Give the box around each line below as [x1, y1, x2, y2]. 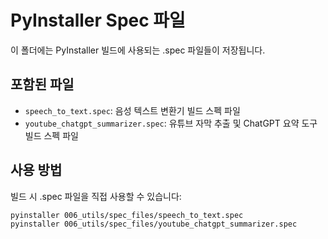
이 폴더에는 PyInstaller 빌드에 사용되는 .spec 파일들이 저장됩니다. [10, 44, 266, 56]
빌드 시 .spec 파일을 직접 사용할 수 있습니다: [10, 190, 182, 202]
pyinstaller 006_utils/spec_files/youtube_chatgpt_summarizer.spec [10, 219, 298, 230]
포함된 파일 [10, 76, 75, 93]
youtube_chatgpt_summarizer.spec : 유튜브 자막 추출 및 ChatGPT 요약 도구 [24, 117, 318, 129]
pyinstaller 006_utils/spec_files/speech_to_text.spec [10, 210, 244, 220]
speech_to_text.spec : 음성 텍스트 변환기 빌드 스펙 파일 [24, 104, 241, 116]
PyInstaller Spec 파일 [10, 9, 186, 32]
